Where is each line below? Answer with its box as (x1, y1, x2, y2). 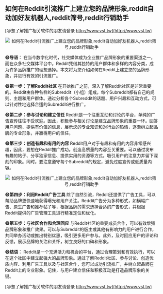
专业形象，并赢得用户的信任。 (13, 130, 73, 136)
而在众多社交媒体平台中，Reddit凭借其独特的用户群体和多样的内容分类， (5, 60, 150, 66)
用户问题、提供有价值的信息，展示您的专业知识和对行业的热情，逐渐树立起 (5, 124, 154, 130)
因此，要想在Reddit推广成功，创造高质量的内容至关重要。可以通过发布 (13, 146, 154, 152)
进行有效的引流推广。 (17, 73, 61, 78)
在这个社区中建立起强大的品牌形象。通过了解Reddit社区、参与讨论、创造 (5, 255, 150, 261)
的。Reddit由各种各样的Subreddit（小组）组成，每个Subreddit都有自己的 (5, 89, 150, 95)
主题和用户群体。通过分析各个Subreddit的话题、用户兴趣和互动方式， (13, 95, 152, 101)
